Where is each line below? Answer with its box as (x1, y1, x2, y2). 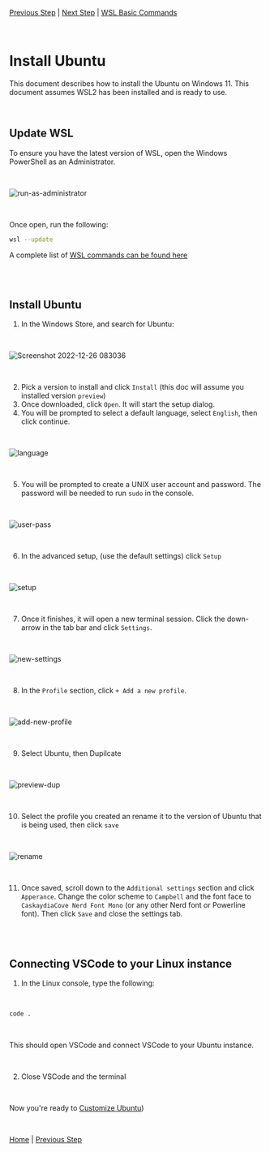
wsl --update (9, 235, 54, 244)
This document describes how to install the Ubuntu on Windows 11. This (9, 78, 250, 88)
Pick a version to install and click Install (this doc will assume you (20, 382, 244, 392)
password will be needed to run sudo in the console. (20, 488, 195, 498)
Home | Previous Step (9, 1135, 83, 1145)
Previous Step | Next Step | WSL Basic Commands (9, 8, 178, 17)
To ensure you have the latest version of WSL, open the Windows (9, 148, 228, 157)
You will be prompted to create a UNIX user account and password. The (20, 480, 262, 490)
